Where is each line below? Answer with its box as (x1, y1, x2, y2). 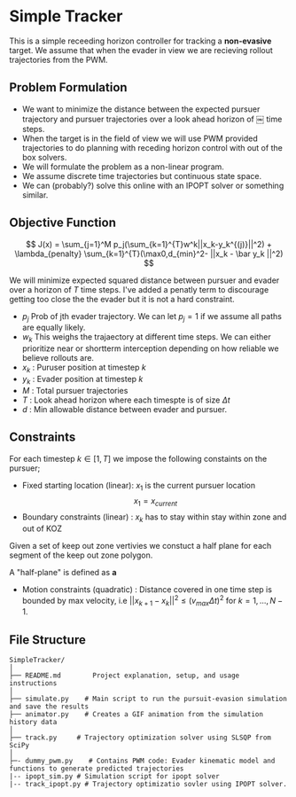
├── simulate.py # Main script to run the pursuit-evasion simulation (9, 694, 288, 704)
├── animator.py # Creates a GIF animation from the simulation (9, 710, 264, 719)
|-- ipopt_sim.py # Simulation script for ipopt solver (9, 772, 220, 781)
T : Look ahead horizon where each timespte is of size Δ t (21, 395, 230, 405)
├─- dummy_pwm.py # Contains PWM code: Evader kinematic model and (9, 756, 276, 766)
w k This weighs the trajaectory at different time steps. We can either (21, 332, 272, 345)
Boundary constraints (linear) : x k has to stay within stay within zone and (21, 512, 287, 524)
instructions (9, 679, 58, 688)
